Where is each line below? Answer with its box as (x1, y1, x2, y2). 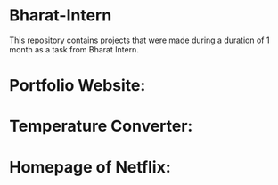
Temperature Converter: (9, 117, 193, 136)
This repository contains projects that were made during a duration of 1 (9, 35, 270, 45)
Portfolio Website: (9, 76, 146, 96)
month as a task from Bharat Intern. (9, 44, 140, 54)
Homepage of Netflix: (9, 157, 171, 177)
